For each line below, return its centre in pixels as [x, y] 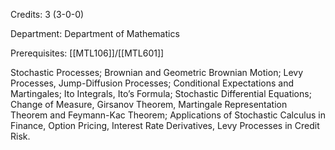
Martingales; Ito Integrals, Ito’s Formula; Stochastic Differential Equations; [161, 93]
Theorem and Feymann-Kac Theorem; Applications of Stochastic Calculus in [168, 115]
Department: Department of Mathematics [95, 33]
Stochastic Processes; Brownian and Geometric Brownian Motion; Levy [157, 72]
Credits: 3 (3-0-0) [47, 14]
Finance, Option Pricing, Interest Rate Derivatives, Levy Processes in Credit [165, 125]
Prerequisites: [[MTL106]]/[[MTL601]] [87, 53]
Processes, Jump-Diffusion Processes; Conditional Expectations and [152, 83]
